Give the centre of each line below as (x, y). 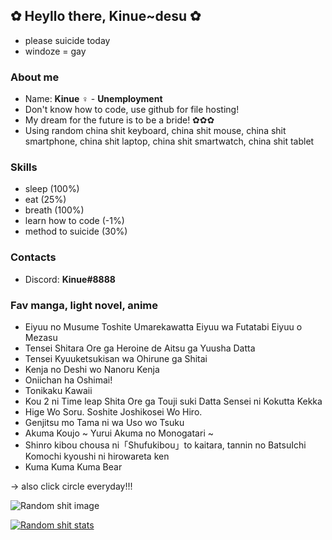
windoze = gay (55, 51)
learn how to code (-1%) (74, 221)
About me (35, 77)
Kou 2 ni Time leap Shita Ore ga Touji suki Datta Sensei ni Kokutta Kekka (173, 401)
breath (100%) (54, 210)
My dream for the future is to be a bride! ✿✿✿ (119, 120)
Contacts (33, 257)
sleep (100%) (52, 189)
